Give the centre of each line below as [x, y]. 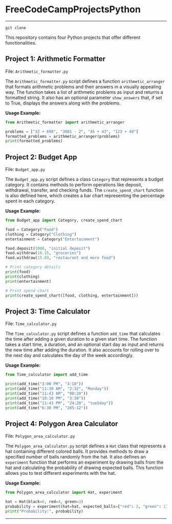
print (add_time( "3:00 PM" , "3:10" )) [44, 384]
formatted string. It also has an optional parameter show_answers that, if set [84, 97]
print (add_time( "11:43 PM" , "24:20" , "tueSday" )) [59, 403]
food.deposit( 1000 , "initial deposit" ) [48, 248]
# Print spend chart [27, 290]
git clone [16, 28]
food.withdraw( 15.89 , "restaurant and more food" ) [60, 258]
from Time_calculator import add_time [47, 375]
